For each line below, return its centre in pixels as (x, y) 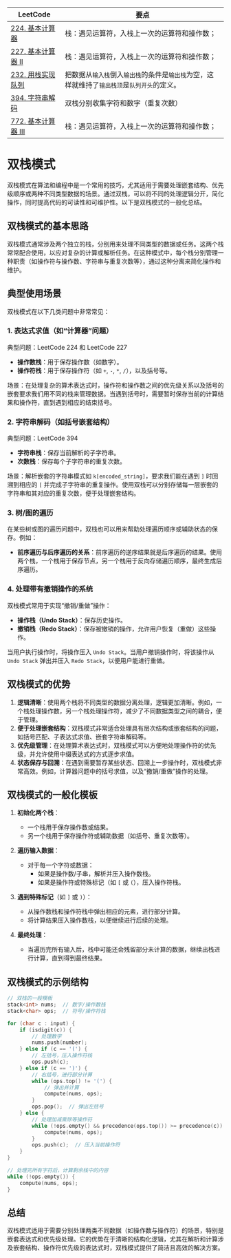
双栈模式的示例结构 (48, 982)
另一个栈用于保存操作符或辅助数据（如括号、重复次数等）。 (110, 836)
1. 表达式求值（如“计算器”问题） (60, 331)
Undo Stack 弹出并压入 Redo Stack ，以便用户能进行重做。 (88, 660)
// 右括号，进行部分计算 (62, 1074)
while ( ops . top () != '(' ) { (72, 1081)
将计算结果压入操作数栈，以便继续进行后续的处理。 (100, 920)
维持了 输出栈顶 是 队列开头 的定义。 (130, 85)
